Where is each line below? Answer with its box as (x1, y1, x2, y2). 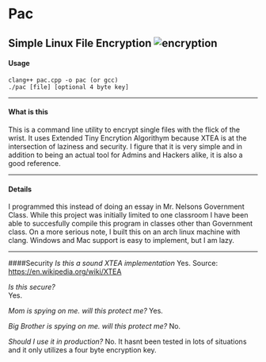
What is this (8, 107, 49, 117)
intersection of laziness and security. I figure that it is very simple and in (8, 141, 243, 151)
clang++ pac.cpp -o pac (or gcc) (8, 76, 119, 84)
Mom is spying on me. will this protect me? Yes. (8, 306, 164, 316)
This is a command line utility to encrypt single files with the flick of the (8, 125, 240, 134)
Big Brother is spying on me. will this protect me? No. (8, 322, 180, 331)
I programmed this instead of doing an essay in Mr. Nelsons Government (8, 202, 245, 211)
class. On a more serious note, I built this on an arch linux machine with (8, 227, 241, 237)
